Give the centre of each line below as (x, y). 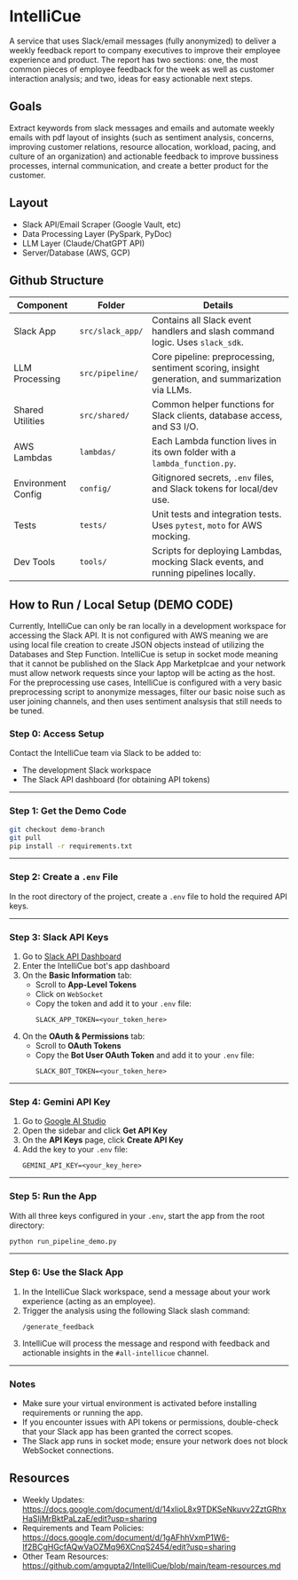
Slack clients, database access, (217, 416)
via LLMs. (172, 390)
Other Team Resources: (65, 1556)
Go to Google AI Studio (64, 1121)
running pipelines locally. (204, 573)
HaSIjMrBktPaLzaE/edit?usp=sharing (90, 1518)
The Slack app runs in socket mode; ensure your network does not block (155, 1441)
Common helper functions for (213, 405)
